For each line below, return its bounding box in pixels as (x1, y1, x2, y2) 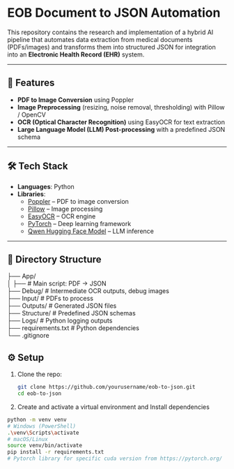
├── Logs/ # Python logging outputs (7, 316, 113, 325)
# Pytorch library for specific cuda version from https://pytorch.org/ (7, 455, 223, 462)
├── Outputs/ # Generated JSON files (7, 301, 117, 310)
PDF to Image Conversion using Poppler (17, 96, 134, 104)
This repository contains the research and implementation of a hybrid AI (7, 28, 214, 36)
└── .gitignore (7, 332, 50, 340)
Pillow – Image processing (27, 204, 103, 213)
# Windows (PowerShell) (7, 422, 77, 430)
